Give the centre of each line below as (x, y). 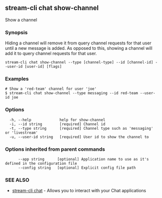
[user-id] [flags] (43, 67)
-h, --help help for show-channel (57, 120)
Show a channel (21, 20)
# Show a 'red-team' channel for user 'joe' (51, 89)
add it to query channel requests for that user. (51, 54)
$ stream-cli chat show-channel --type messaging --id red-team (72, 93)
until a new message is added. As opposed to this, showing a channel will (79, 48)
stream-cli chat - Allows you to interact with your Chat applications (79, 191)
